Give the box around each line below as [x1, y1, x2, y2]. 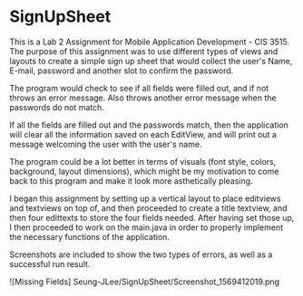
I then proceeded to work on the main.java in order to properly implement [9, 222, 284, 233]
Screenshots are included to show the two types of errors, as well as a [9, 249, 273, 260]
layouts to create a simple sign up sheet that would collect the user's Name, [9, 55, 293, 66]
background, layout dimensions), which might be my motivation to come [9, 166, 279, 177]
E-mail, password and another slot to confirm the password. [9, 65, 234, 76]
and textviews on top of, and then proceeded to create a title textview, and [9, 202, 288, 214]
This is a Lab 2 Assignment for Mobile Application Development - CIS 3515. [9, 36, 290, 47]
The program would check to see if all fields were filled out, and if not [9, 82, 269, 93]
